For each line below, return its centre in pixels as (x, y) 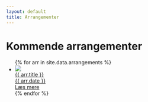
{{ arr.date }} (30, 81)
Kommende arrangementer (74, 46)
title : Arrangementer (33, 17)
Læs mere (27, 87)
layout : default (26, 11)
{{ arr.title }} (29, 75)
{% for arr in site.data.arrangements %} (63, 62)
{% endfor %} (32, 93)
